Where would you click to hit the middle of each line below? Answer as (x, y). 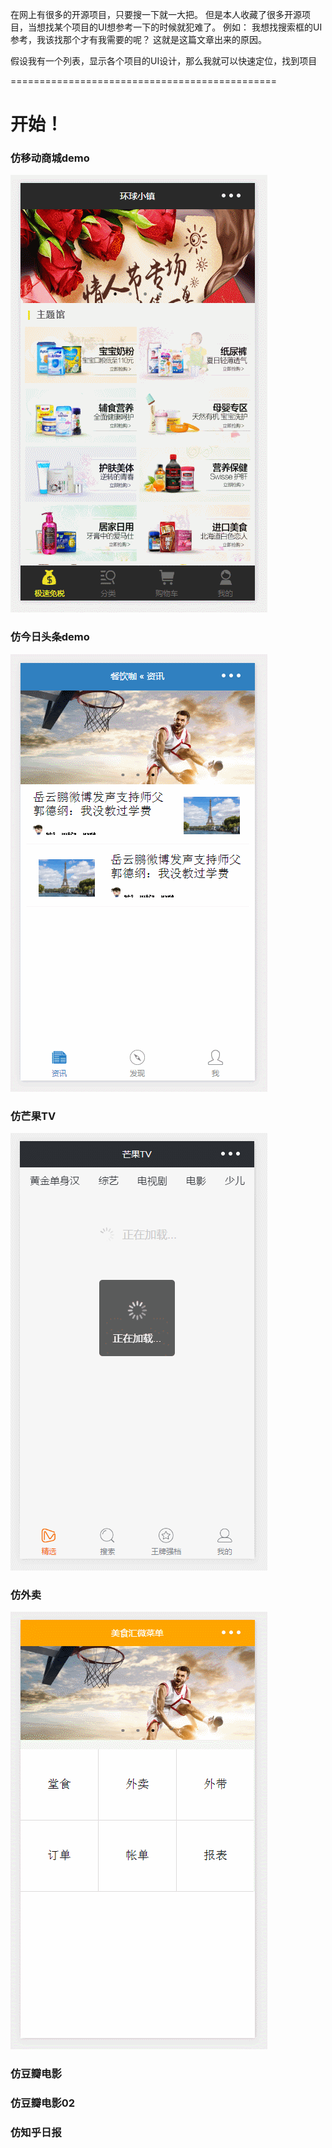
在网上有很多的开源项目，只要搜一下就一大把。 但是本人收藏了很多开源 (156, 14)
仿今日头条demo (50, 637)
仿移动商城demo (50, 158)
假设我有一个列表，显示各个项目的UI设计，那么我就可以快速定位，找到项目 (164, 61)
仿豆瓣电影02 (43, 2103)
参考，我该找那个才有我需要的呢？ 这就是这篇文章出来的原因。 (138, 39)
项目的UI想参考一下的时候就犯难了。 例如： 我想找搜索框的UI (197, 27)
